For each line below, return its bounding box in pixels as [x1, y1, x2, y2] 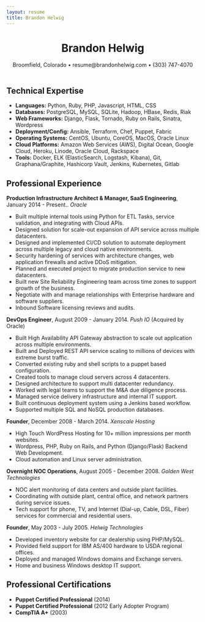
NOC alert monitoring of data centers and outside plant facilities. [15, 486, 178, 493]
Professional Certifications [6, 580, 111, 590]
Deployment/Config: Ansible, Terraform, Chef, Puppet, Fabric [15, 128, 173, 135]
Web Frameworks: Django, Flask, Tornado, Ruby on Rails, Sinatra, [15, 115, 182, 123]
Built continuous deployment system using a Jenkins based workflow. [15, 400, 192, 407]
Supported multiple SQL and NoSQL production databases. [15, 406, 164, 414]
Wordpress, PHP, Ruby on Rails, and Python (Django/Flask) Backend [15, 442, 188, 450]
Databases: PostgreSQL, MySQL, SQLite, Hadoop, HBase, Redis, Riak [15, 108, 192, 116]
